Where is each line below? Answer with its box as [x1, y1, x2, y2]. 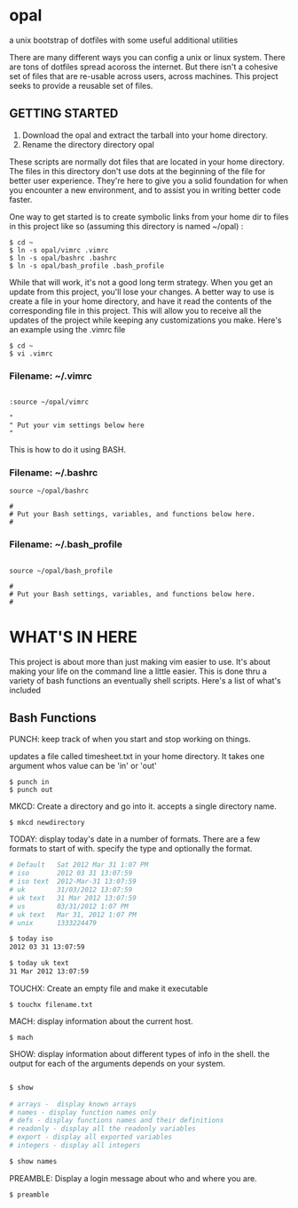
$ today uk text [9, 959, 69, 968]
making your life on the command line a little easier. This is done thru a [9, 666, 268, 676]
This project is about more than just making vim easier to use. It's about [9, 656, 271, 667]
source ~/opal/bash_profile [9, 566, 114, 575]
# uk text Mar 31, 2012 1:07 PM [9, 910, 137, 919]
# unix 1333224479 [9, 918, 98, 927]
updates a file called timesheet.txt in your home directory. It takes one [9, 751, 265, 762]
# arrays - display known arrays [9, 1100, 137, 1108]
